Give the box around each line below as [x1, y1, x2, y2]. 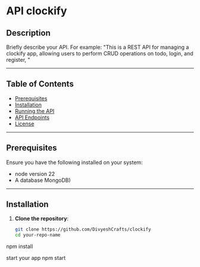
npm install [6, 243, 33, 250]
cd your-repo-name [14, 232, 61, 238]
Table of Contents [6, 79, 74, 89]
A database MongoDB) [14, 177, 71, 184]
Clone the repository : [14, 215, 69, 222]
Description [6, 28, 51, 38]
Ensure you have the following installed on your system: [6, 159, 143, 166]
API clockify [6, 4, 67, 18]
